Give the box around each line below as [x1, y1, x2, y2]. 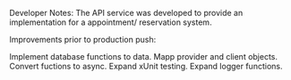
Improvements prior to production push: [9, 35, 157, 44]
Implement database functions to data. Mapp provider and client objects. [9, 52, 278, 61]
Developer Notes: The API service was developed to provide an [9, 8, 244, 18]
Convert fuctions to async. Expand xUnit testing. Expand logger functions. [9, 61, 283, 71]
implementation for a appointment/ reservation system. [9, 17, 212, 28]
